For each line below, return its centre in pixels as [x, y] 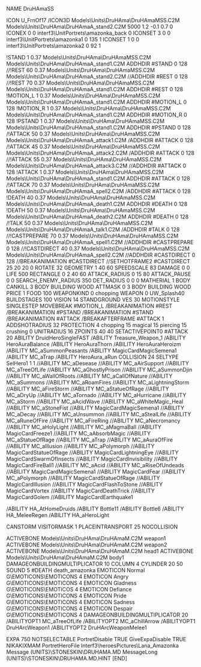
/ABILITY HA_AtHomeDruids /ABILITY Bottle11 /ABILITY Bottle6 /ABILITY [95, 509]
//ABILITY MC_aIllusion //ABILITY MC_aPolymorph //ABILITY [80, 446]
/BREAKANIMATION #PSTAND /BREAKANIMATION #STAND [80, 312]
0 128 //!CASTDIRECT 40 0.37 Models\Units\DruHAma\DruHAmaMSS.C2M [98, 249]
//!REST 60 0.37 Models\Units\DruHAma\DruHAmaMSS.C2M [80, 70]
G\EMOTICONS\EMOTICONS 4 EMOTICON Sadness [70, 602]
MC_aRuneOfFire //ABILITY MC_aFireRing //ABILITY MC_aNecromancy [93, 420]
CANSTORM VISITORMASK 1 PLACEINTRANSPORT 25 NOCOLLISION [92, 527]
